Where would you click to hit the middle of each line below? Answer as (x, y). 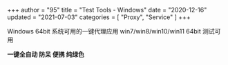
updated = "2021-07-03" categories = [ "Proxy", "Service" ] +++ (99, 17)
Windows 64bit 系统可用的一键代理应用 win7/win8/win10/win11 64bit (104, 31)
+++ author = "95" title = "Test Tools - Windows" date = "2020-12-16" (107, 10)
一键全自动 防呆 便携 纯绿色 (46, 54)
